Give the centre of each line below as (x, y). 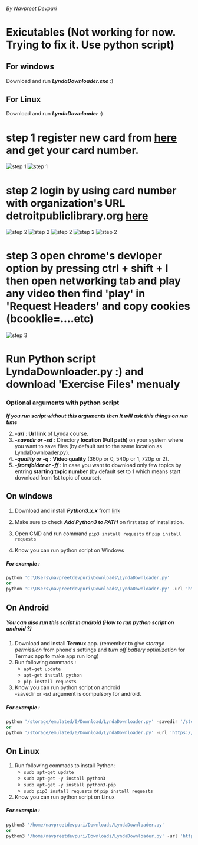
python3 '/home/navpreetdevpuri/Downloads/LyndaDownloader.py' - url (92, 836)
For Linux (24, 99)
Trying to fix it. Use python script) (90, 45)
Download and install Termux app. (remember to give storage (90, 644)
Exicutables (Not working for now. (91, 32)
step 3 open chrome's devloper (84, 256)
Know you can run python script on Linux (65, 797)
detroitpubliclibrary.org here (77, 216)
